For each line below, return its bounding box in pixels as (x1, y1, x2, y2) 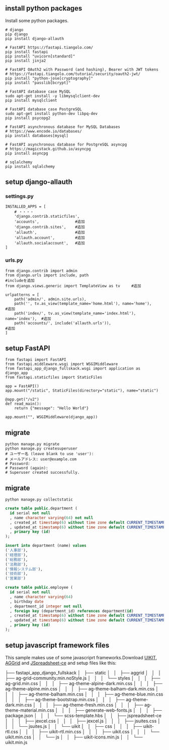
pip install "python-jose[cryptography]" (5, 76, 94, 81)
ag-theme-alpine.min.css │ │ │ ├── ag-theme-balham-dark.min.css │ (5, 685, 159, 692)
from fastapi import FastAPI (5, 357, 66, 362)
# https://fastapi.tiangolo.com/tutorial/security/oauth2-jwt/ (5, 71, 141, 77)
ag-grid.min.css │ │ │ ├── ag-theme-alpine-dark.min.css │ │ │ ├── (5, 680, 162, 686)
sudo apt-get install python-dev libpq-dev (5, 111, 98, 116)
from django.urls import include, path (5, 273, 89, 278)
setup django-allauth (5, 178, 73, 186)
